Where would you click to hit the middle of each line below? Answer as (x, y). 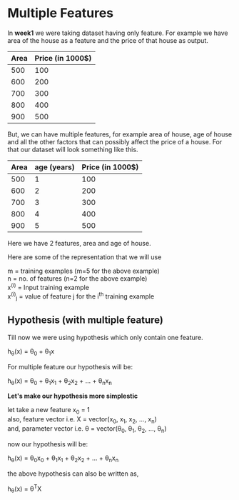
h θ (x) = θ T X (25, 489)
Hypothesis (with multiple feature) (86, 320)
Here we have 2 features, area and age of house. (79, 243)
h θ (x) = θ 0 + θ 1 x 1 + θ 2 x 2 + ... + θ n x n (60, 381)
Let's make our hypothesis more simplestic (72, 396)
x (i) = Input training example (48, 286)
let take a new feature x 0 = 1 (49, 411)
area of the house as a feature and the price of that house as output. (108, 40)
